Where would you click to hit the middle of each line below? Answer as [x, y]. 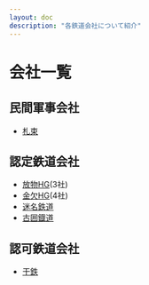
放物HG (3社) [45, 185]
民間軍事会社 [44, 108]
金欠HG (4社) [45, 195]
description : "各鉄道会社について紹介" [75, 26]
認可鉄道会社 [44, 248]
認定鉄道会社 [44, 161]
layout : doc [31, 17]
